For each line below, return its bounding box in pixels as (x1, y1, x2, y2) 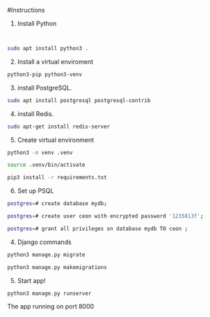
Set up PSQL (17, 187, 54, 195)
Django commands (17, 238, 72, 246)
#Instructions (7, 6, 45, 14)
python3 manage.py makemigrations (7, 263, 108, 270)
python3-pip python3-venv (7, 71, 82, 78)
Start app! (17, 276, 47, 284)
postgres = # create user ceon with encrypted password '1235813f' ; (7, 213, 204, 220)
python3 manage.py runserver (7, 290, 92, 297)
